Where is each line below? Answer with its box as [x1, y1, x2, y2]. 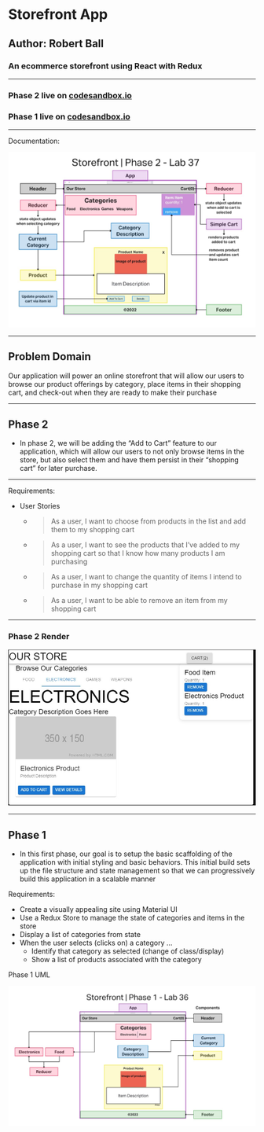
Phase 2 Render [8, 631, 70, 642]
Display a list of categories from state [19, 930, 141, 939]
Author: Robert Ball [8, 37, 104, 50]
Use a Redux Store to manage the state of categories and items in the [19, 913, 245, 923]
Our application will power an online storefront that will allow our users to [8, 371, 245, 380]
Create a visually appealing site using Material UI [19, 905, 178, 914]
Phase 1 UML [8, 970, 51, 979]
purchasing [50, 557, 88, 567]
